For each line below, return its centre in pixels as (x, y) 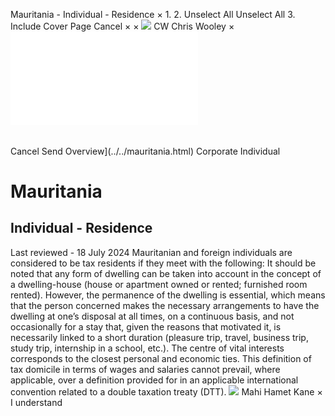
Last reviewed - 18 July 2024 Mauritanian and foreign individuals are (151, 252)
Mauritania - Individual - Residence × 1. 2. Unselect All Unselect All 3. (153, 14)
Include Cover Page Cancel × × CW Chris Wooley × (122, 26)
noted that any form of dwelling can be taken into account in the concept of (166, 273)
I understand (36, 402)
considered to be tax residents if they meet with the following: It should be (163, 263)
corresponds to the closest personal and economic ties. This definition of (161, 358)
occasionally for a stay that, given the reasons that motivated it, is (146, 326)
